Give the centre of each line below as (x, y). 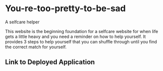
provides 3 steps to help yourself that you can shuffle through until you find (81, 41)
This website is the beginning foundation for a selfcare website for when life (81, 31)
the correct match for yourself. (36, 47)
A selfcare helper (23, 22)
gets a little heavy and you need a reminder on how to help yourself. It (75, 36)
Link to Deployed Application (50, 62)
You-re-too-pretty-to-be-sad (65, 9)
